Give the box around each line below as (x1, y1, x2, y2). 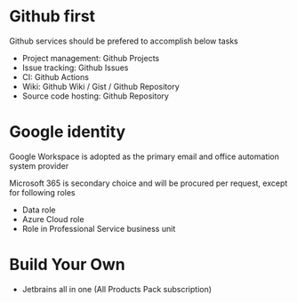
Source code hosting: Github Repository (21, 91, 169, 101)
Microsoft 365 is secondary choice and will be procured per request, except (9, 178, 288, 188)
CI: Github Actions (21, 71, 89, 82)
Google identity (9, 122, 126, 142)
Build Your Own (9, 255, 126, 275)
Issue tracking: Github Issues (21, 62, 129, 73)
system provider (9, 160, 69, 171)
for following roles (9, 187, 76, 197)
